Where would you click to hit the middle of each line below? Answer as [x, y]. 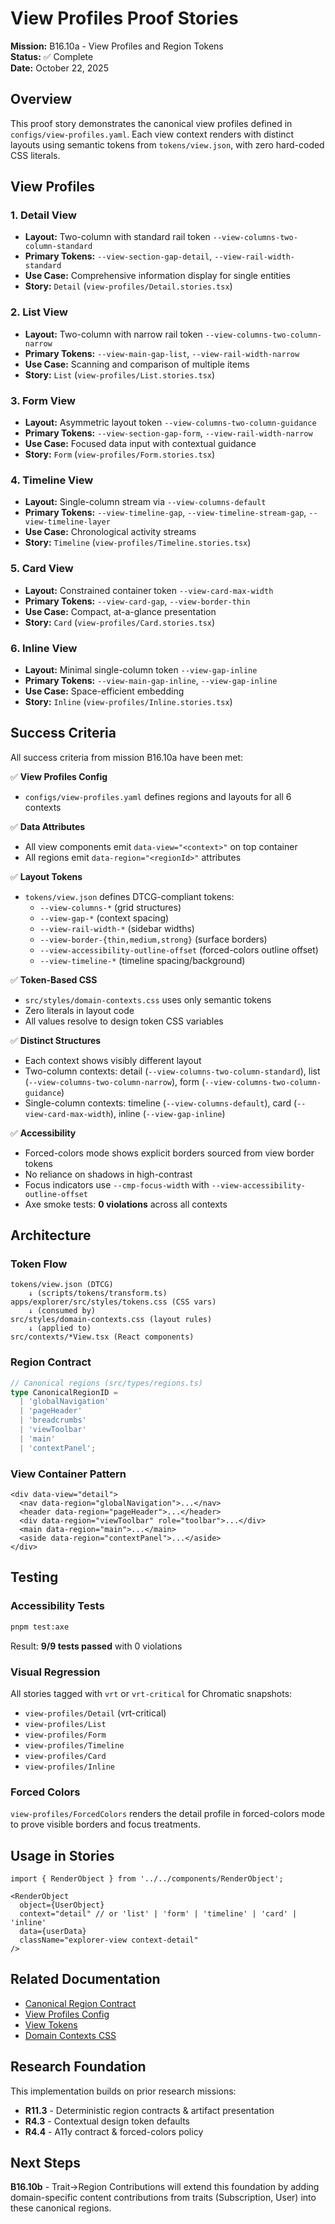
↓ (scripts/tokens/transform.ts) [98, 1293]
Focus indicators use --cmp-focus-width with [117, 1184]
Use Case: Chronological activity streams [110, 532]
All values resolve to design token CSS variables [124, 1021]
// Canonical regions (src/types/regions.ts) [106, 1383]
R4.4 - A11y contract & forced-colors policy [114, 2131]
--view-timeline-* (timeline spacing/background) [142, 960]
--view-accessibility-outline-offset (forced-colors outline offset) [179, 949]
